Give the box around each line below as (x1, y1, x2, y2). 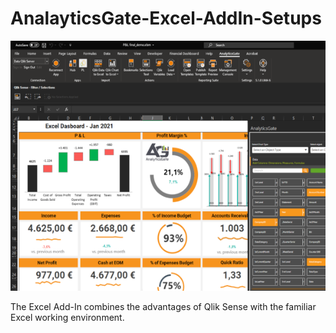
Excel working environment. (10, 311, 125, 323)
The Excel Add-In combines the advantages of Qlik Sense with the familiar (10, 300, 317, 312)
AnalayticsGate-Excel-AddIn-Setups (10, 7, 322, 30)
